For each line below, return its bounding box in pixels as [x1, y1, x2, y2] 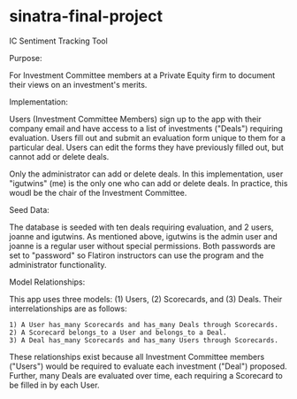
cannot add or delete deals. [9, 151, 110, 161]
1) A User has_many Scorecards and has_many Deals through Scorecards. [9, 320, 278, 329]
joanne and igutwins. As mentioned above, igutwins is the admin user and [9, 231, 278, 241]
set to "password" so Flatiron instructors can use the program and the [9, 250, 264, 261]
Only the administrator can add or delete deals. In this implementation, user [9, 168, 284, 179]
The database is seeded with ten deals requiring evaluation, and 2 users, [9, 222, 274, 232]
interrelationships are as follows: [9, 303, 127, 314]
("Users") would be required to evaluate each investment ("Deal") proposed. [9, 361, 287, 372]
